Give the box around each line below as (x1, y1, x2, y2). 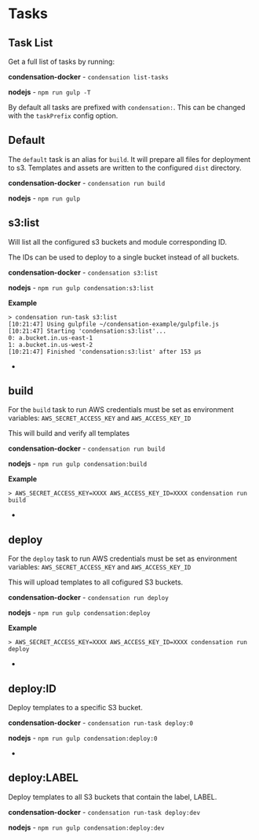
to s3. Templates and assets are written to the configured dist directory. (8, 163, 242, 172)
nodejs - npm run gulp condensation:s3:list (8, 282, 155, 292)
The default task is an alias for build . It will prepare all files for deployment (8, 154, 251, 164)
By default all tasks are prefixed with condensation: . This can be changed (8, 103, 246, 112)
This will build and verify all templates (8, 429, 130, 438)
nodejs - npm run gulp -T (8, 87, 91, 97)
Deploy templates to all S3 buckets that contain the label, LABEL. (8, 792, 217, 801)
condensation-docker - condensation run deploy (8, 593, 169, 602)
